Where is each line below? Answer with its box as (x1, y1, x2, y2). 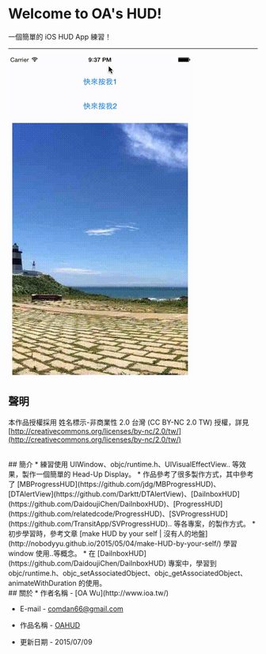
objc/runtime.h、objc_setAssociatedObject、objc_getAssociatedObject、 (8, 568, 248, 578)
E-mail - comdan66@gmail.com (19, 603, 124, 614)
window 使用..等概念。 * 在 (8, 548, 97, 558)
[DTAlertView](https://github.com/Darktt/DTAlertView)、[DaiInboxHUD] (8, 489, 240, 499)
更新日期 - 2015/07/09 (19, 637, 93, 646)
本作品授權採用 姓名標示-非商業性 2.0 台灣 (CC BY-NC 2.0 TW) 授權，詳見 (8, 417, 249, 427)
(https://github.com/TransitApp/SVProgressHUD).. (8, 519, 173, 528)
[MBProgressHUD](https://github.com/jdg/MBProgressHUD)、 (17, 479, 221, 489)
